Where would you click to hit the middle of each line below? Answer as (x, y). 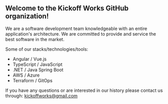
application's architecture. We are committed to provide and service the (81, 34)
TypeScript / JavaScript (38, 64)
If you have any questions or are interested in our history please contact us (84, 90)
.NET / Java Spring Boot (38, 70)
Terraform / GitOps (32, 80)
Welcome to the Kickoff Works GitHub (67, 8)
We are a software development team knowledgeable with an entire (76, 28)
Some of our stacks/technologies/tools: (47, 49)
